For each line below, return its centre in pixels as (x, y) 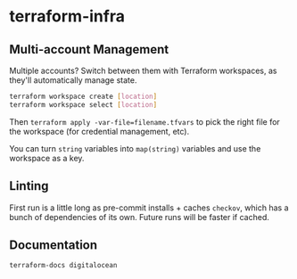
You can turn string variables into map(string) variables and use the (135, 148)
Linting (29, 186)
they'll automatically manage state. (73, 80)
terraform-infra (67, 16)
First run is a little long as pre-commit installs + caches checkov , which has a (149, 208)
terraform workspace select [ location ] (83, 104)
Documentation (54, 245)
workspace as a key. (47, 158)
